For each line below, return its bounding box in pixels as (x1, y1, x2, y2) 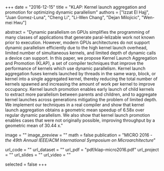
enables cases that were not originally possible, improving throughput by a (5, 117, 155, 123)
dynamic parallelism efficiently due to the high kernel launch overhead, (5, 45, 148, 50)
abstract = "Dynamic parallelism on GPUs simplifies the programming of (5, 29, 150, 35)
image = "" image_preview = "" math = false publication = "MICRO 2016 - (5, 132, 153, 138)
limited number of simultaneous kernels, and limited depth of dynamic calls (5, 50, 156, 56)
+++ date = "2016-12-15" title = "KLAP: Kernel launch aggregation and (5, 4, 146, 10)
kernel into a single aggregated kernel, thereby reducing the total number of (5, 76, 158, 82)
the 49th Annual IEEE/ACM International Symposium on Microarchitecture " (5, 137, 156, 143)
